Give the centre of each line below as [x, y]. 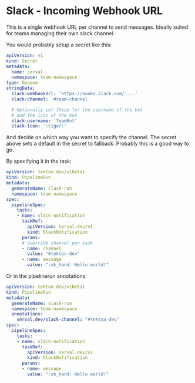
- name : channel [41, 248]
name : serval [27, 72]
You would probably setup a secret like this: [59, 45]
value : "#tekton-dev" [54, 254]
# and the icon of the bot [44, 115]
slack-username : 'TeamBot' [44, 121]
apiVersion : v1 [25, 55]
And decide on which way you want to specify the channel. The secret [91, 137]
